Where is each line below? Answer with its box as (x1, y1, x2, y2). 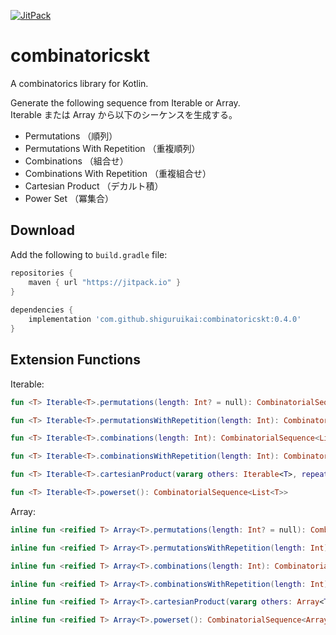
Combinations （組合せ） (24, 155, 129, 167)
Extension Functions (10, 351, 141, 369)
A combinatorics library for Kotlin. (10, 77, 149, 89)
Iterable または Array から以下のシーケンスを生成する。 (10, 108, 238, 120)
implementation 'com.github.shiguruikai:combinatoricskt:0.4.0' (28, 315, 302, 325)
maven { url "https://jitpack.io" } (28, 277, 182, 287)
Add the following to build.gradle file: (10, 248, 168, 260)
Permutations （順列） (24, 130, 118, 142)
